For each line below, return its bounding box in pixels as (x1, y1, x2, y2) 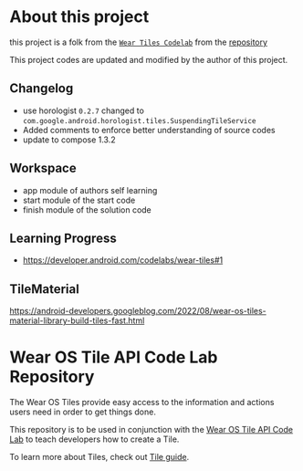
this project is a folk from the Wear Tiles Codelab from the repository (9, 37, 267, 47)
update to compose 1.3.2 (22, 134, 116, 145)
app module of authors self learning (22, 184, 158, 195)
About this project (9, 6, 150, 27)
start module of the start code (22, 194, 136, 205)
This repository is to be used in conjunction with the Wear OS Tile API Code (9, 424, 294, 435)
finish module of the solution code (22, 204, 152, 215)
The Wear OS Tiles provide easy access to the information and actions (9, 397, 275, 408)
